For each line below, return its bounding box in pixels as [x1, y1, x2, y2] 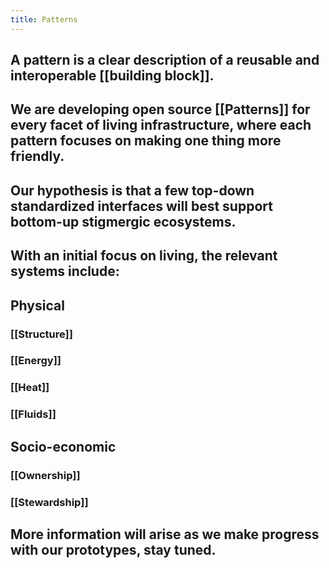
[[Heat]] [10, 381, 50, 395]
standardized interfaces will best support [10, 197, 273, 215]
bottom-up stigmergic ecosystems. [10, 213, 237, 230]
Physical [10, 297, 65, 314]
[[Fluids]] [10, 407, 57, 421]
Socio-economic [10, 438, 117, 455]
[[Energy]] [10, 354, 62, 368]
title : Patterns [10, 14, 78, 25]
